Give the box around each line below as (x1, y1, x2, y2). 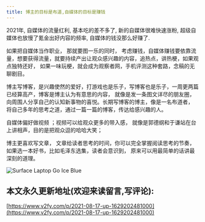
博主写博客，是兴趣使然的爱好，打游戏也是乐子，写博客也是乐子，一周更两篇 (6, 83, 199, 90)
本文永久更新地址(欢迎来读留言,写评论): (6, 186, 154, 196)
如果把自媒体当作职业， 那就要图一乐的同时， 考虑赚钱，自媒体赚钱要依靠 (6, 47, 191, 54)
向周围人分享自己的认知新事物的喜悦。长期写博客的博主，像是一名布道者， (6, 98, 193, 106)
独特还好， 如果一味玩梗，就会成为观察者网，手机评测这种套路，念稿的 (11, 62, 190, 70)
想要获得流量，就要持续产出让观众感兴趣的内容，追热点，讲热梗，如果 (16, 54, 193, 62)
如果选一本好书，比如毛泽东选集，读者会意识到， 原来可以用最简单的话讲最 (6, 147, 195, 154)
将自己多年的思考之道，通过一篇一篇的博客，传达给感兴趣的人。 (6, 106, 167, 113)
